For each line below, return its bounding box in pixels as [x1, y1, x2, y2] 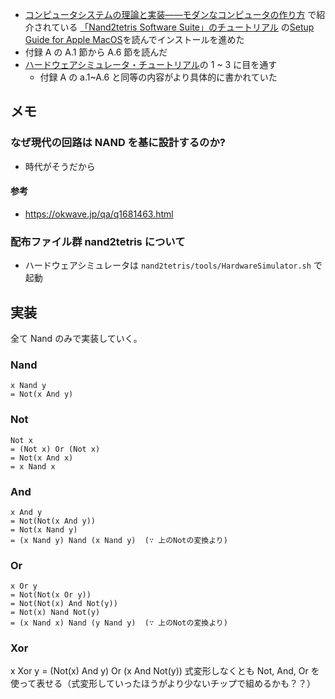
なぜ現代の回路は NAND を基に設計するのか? [10, 136, 226, 150]
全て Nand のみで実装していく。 [10, 333, 143, 344]
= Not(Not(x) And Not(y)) [10, 599, 118, 609]
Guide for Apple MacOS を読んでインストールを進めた [24, 34, 245, 45]
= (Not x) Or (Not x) [10, 444, 101, 454]
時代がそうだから [24, 160, 96, 172]
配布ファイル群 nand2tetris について [10, 234, 186, 248]
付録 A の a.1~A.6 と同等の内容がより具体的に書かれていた [39, 71, 278, 83]
